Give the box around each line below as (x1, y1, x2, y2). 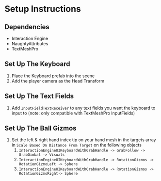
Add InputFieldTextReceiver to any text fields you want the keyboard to (11, 105, 156, 111)
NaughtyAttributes (11, 41, 48, 47)
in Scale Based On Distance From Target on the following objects (11, 142, 142, 148)
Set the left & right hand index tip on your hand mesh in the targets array (11, 137, 156, 143)
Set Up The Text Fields (4, 92, 74, 100)
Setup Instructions (4, 3, 81, 15)
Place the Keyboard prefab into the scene (11, 73, 95, 79)
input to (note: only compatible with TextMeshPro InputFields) (11, 110, 135, 116)
